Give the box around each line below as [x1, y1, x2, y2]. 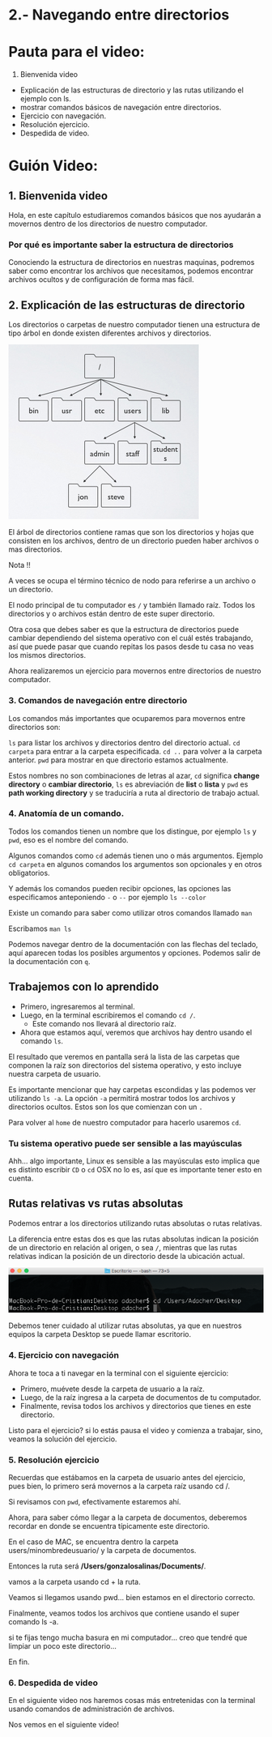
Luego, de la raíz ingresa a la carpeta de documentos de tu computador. [19, 1392, 261, 1402]
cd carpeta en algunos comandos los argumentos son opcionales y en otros [8, 859, 262, 868]
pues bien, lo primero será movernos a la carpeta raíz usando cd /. [8, 1481, 231, 1492]
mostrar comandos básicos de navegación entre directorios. [19, 103, 222, 113]
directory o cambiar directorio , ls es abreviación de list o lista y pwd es [8, 779, 249, 789]
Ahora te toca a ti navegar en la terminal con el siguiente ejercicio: [8, 1368, 229, 1378]
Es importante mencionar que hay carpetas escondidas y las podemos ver [8, 1084, 257, 1095]
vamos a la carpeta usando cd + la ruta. [8, 1577, 141, 1587]
